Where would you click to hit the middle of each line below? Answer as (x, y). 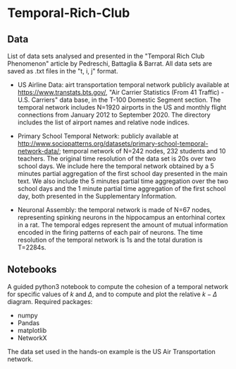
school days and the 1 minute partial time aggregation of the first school (122, 188)
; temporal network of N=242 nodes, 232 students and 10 (142, 151)
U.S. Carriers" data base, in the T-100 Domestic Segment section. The (119, 100)
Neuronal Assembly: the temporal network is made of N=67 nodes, (114, 210)
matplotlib (32, 330)
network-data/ (38, 151)
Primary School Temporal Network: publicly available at (98, 136)
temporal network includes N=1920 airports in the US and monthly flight (122, 107)
